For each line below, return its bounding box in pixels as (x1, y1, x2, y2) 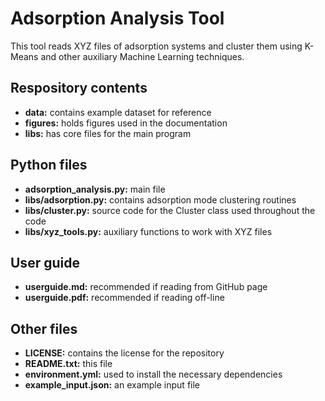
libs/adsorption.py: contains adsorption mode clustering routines (24, 193, 297, 206)
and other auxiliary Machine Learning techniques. (40, 50, 245, 62)
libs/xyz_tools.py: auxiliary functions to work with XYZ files (24, 225, 273, 237)
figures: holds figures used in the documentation (24, 117, 228, 129)
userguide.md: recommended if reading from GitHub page (24, 281, 268, 293)
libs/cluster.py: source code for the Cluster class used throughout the (24, 204, 316, 216)
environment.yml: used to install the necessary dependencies (24, 368, 283, 381)
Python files (10, 157, 88, 174)
